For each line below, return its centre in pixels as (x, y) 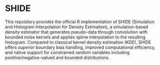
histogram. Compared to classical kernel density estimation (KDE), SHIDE (78, 42)
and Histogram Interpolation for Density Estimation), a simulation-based (77, 26)
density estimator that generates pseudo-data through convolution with (76, 32)
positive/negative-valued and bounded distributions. (57, 57)
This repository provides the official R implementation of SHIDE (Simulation (80, 22)
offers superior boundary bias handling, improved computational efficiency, (80, 47)
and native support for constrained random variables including (67, 52)
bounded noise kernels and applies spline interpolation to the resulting (75, 37)
